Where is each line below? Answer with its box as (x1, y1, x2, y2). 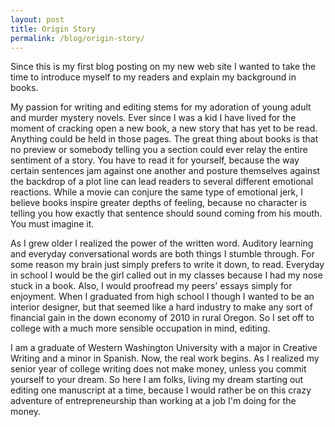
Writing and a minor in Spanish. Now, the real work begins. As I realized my (10, 352, 320, 365)
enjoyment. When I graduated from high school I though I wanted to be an (10, 291, 315, 303)
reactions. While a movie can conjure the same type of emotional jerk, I (10, 186, 303, 198)
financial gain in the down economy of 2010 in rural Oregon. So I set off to (10, 312, 315, 324)
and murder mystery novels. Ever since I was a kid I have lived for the (10, 112, 297, 124)
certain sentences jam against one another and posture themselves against (10, 165, 321, 177)
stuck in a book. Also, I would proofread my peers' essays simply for (10, 280, 293, 292)
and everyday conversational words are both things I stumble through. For (10, 248, 315, 260)
